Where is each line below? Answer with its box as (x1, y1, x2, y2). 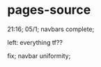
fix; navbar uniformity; (7, 51, 71, 60)
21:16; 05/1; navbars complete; (7, 25, 95, 33)
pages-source (7, 2, 91, 18)
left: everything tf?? (7, 38, 63, 46)
